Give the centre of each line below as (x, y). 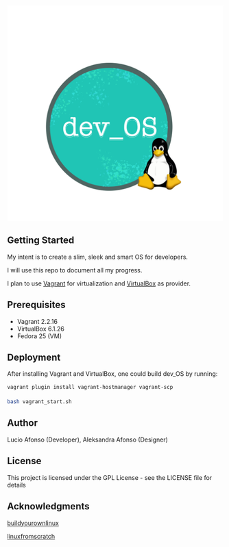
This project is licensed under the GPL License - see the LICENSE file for (110, 477)
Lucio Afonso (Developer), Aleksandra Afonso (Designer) (87, 440)
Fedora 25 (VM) (39, 336)
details (16, 485)
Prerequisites (36, 305)
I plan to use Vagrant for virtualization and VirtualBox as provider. (99, 283)
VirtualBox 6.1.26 (41, 329)
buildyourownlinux (33, 523)
